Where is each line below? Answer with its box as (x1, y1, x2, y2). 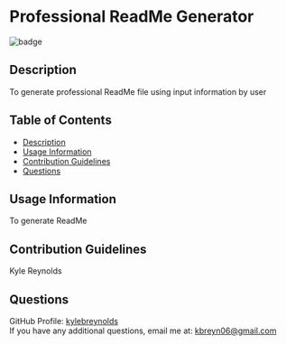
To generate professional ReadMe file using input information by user (9, 86, 267, 97)
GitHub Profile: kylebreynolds (9, 316, 119, 326)
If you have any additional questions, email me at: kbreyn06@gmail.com (9, 325, 277, 336)
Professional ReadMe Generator (9, 6, 254, 27)
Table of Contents (9, 113, 113, 128)
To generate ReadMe (9, 215, 88, 227)
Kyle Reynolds (9, 266, 62, 276)
